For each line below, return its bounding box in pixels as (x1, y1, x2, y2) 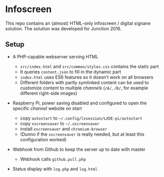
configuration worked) (20, 136, 67, 142)
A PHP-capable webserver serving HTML (12, 53, 99, 60)
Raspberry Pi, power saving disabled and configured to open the (12, 100, 147, 106)
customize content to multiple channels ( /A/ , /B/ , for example (20, 85, 148, 91)
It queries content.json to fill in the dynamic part (20, 69, 121, 75)
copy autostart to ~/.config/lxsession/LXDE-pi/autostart (20, 115, 143, 121)
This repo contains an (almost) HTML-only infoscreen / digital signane (5, 20, 151, 26)
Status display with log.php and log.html (12, 165, 97, 172)
